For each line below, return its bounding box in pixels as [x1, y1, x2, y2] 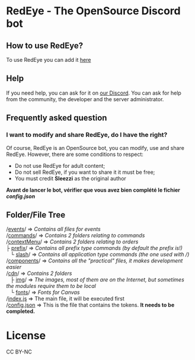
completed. [6, 308, 36, 315]
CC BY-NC [6, 348, 33, 355]
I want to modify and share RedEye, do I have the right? [6, 131, 168, 139]
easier [6, 264, 22, 271]
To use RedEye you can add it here [6, 57, 91, 63]
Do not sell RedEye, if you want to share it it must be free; [14, 168, 155, 176]
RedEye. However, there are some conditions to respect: [6, 151, 144, 158]
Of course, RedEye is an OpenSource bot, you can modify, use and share [6, 144, 185, 151]
